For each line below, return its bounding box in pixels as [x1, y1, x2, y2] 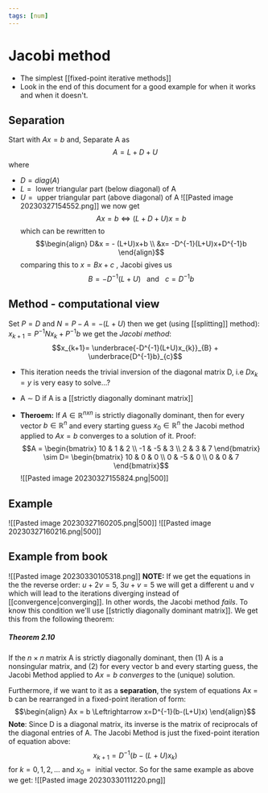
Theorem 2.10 [8, 633, 56, 642]
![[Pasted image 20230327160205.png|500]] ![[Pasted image [8, 518, 212, 528]
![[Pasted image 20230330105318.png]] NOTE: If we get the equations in [8, 571, 251, 580]
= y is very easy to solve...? [19, 378, 111, 387]
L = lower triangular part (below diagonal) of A [19, 184, 177, 194]
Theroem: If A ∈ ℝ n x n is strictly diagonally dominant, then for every [19, 409, 245, 419]
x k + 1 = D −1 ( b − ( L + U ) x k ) [93, 749, 178, 762]
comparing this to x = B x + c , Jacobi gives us [19, 260, 173, 270]
